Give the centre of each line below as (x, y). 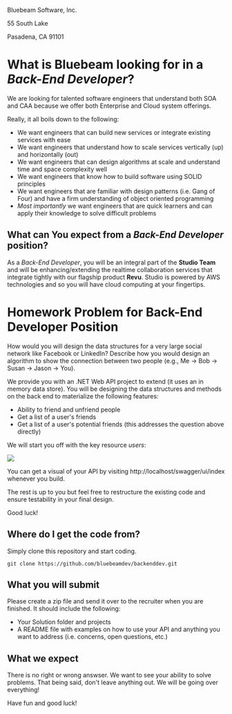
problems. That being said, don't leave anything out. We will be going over (113, 682)
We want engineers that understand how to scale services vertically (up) (120, 147)
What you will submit (54, 585)
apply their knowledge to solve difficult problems (87, 213)
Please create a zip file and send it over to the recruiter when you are (105, 601)
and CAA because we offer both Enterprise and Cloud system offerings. (109, 106)
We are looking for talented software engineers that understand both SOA (112, 98)
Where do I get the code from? (74, 534)
